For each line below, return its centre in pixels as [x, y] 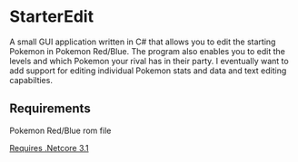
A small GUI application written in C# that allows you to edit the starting [143, 42]
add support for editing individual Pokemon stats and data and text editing [148, 71]
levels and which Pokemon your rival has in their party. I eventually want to [149, 61]
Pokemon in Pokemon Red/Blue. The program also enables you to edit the [148, 51]
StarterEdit [51, 17]
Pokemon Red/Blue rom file [60, 130]
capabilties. [31, 80]
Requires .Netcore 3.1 [49, 148]
